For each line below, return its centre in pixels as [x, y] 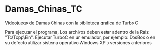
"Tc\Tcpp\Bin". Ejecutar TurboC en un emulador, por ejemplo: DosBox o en [80, 37]
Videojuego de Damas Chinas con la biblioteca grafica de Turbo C [72, 23]
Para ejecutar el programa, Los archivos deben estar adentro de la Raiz [77, 32]
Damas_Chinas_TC [44, 9]
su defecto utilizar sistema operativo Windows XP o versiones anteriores [79, 42]
